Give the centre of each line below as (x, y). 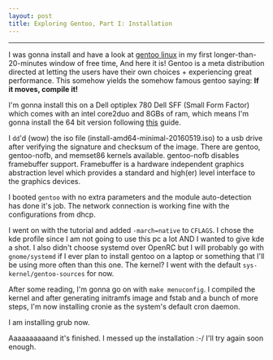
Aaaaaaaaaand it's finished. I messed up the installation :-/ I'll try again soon (136, 338)
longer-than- (235, 55)
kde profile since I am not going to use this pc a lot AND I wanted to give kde (136, 239)
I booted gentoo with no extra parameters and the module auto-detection (130, 197)
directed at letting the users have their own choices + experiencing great (130, 72)
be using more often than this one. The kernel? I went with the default (125, 265)
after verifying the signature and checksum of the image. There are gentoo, (134, 147)
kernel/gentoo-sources (47, 274)
